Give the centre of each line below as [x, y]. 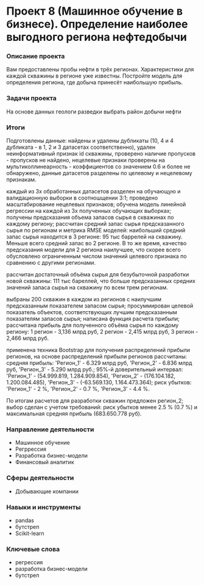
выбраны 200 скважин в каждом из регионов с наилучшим [84, 300]
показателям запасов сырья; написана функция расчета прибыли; [93, 319]
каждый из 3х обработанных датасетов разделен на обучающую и [93, 192]
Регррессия [31, 449]
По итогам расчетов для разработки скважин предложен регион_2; [95, 401]
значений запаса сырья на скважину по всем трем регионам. [87, 287]
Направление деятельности [50, 429]
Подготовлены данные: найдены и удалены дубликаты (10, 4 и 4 [90, 141]
